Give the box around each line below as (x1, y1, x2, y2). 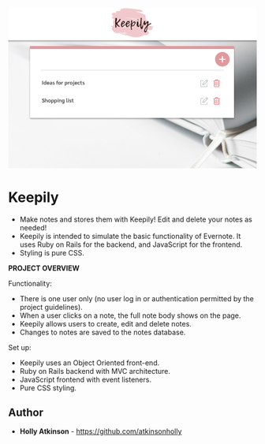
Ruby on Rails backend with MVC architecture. (19, 366, 171, 375)
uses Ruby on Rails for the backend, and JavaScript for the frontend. (19, 240, 243, 249)
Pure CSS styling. (19, 382, 77, 393)
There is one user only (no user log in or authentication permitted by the (19, 293, 254, 303)
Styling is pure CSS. (19, 248, 85, 257)
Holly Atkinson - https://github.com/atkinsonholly (19, 427, 182, 436)
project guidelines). (19, 302, 83, 312)
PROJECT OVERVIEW (8, 263, 80, 273)
